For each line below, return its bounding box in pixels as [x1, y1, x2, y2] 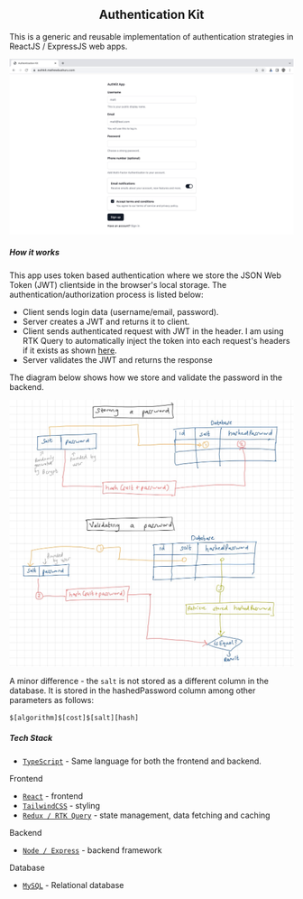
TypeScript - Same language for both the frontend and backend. [22, 755, 262, 766]
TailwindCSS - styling [22, 800, 101, 811]
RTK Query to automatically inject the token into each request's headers [22, 335, 290, 346]
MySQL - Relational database [22, 879, 124, 890]
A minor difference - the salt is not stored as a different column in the [9, 675, 269, 686]
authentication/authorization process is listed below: [9, 289, 205, 300]
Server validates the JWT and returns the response [22, 354, 214, 365]
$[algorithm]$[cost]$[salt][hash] [9, 713, 140, 722]
